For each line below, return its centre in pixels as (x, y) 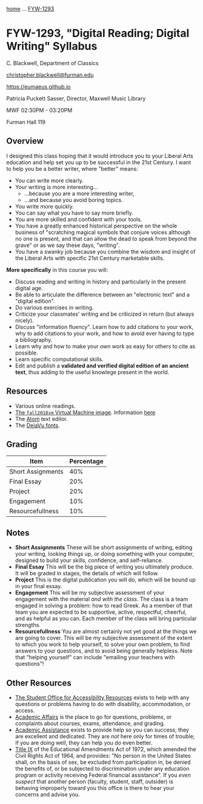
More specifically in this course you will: (57, 269)
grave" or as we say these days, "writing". (67, 245)
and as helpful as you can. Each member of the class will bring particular (106, 619)
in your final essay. (38, 586)
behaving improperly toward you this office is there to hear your (95, 788)
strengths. (28, 625)
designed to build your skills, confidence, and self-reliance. (89, 560)
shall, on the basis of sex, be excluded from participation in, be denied (103, 762)
